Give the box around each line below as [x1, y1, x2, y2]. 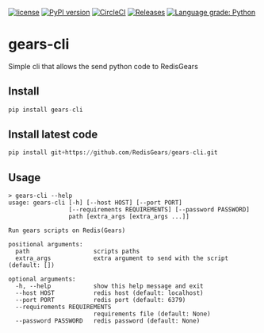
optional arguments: [8, 275, 77, 284]
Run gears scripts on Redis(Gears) [8, 227, 126, 234]
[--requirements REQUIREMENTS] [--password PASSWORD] [68, 206, 250, 214]
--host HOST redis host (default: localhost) [15, 289, 204, 297]
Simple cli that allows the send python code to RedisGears [8, 61, 198, 71]
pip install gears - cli [8, 106, 83, 114]
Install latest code [8, 128, 98, 141]
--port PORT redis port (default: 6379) [15, 296, 186, 304]
